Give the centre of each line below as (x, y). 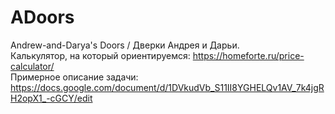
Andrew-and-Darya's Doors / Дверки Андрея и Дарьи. (125, 45)
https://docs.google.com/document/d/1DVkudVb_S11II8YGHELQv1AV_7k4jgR (167, 87)
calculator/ (32, 66)
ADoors (42, 17)
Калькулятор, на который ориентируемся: (100, 55)
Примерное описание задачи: (74, 77)
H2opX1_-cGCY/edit (51, 98)
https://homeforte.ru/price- (248, 55)
